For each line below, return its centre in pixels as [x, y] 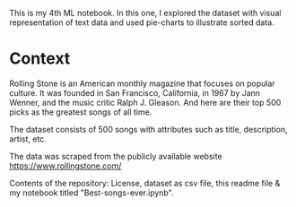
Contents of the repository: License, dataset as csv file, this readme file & [145, 183]
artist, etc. [28, 139]
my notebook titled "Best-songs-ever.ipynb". [91, 193]
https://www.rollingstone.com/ [65, 166]
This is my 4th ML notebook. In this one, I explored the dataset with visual [145, 13]
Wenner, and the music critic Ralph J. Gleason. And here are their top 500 [145, 102]
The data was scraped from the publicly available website [116, 156]
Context [40, 59]
